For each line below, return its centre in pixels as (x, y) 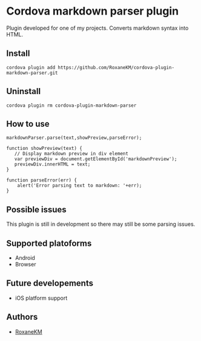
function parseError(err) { (42, 180)
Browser (25, 264)
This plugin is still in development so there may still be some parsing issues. (101, 224)
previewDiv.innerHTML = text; (52, 164)
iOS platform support (41, 298)
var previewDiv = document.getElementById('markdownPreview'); (96, 159)
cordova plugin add (31, 67)
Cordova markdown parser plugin (93, 11)
